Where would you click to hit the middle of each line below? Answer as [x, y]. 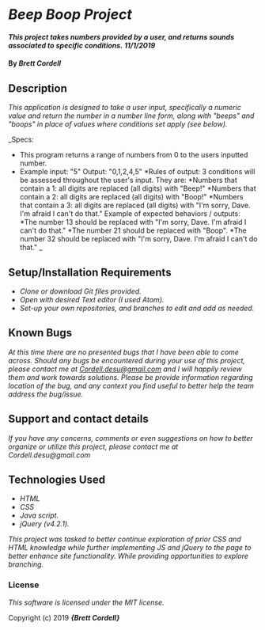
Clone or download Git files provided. [81, 291]
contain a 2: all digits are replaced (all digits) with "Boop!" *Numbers [131, 197]
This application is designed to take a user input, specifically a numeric [125, 108]
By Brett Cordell [35, 63]
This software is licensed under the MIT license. [86, 602]
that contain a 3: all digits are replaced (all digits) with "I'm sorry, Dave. [135, 205]
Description [38, 88]
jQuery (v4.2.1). [44, 524]
